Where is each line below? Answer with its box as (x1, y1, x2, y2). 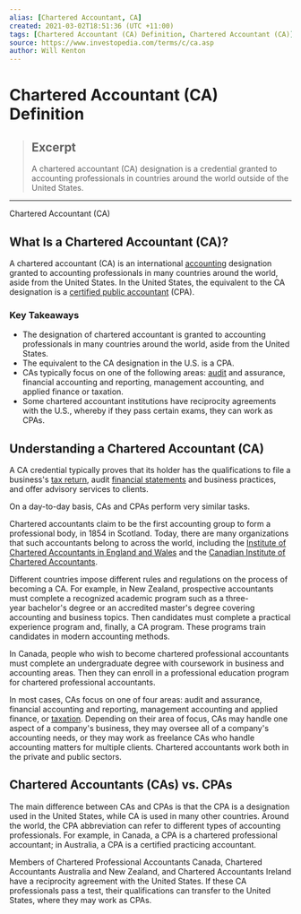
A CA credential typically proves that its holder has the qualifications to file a (9, 465, 291, 476)
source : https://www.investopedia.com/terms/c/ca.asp (9, 38, 215, 47)
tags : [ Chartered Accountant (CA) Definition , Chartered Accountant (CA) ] (9, 30, 295, 39)
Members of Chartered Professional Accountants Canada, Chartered (9, 857, 262, 867)
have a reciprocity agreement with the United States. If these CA (9, 875, 247, 886)
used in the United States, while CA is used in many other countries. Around (9, 810, 289, 821)
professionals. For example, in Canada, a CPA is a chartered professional (9, 830, 278, 841)
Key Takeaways (9, 308, 80, 321)
